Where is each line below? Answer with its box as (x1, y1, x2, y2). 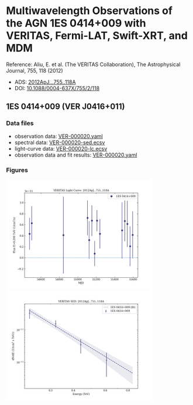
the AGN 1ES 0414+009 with (6, 16, 146, 30)
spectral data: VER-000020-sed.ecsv (14, 139, 105, 146)
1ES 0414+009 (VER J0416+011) (6, 101, 125, 112)
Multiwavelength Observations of (6, 4, 173, 18)
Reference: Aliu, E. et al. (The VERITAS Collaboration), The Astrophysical (6, 60, 181, 68)
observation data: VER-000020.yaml (14, 132, 104, 139)
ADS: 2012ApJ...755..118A (14, 78, 76, 86)
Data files (6, 119, 34, 127)
